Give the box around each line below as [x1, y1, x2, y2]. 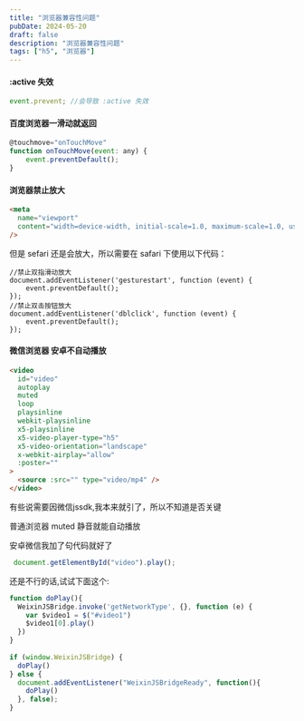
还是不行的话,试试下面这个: [9, 575, 110, 586]
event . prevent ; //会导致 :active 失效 [9, 97, 149, 106]
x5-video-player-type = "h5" [17, 433, 119, 443]
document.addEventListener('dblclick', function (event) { [9, 309, 237, 318]
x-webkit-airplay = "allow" [17, 450, 116, 459]
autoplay [17, 383, 51, 392]
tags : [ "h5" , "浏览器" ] [9, 47, 95, 56]
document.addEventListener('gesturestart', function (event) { [9, 276, 253, 285]
